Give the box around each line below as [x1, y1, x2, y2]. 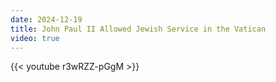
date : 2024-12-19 [10, 14, 83, 25]
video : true [10, 33, 60, 43]
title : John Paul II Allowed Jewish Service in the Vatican [10, 24, 267, 34]
